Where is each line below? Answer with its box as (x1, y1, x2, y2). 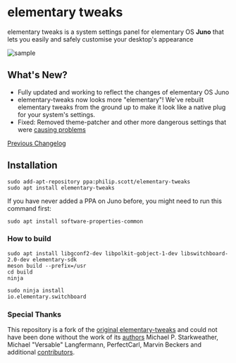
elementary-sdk (32, 256, 77, 263)
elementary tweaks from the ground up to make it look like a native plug (17, 103, 226, 111)
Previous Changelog (7, 139, 66, 147)
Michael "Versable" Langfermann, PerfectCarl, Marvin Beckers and (7, 340, 202, 349)
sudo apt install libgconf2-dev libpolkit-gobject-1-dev (7, 250, 178, 257)
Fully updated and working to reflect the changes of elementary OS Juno (17, 87, 230, 96)
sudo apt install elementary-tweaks (7, 184, 115, 191)
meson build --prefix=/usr (7, 262, 87, 269)
